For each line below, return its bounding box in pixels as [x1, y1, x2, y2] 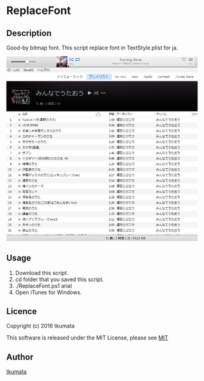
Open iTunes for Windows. [15, 288, 82, 296]
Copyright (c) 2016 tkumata [6, 322, 75, 330]
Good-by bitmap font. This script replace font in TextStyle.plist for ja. [6, 44, 178, 51]
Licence [6, 306, 38, 317]
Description [6, 28, 52, 38]
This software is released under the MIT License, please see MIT [6, 334, 169, 341]
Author [6, 352, 33, 362]
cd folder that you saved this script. [15, 276, 104, 283]
